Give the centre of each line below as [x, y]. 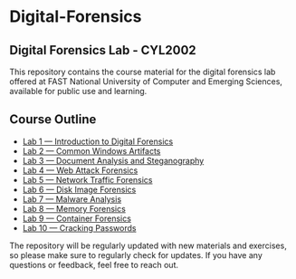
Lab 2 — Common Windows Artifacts [91, 150]
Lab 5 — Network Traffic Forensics [87, 179]
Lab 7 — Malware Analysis [72, 199]
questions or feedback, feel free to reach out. [94, 265]
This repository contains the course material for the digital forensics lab [143, 72]
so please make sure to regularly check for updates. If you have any [136, 255]
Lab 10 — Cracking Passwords [79, 227]
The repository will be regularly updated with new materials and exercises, [148, 245]
